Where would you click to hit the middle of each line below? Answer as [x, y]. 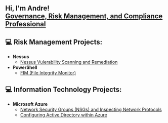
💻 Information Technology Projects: [64, 89]
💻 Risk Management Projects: [54, 42]
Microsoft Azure [30, 104]
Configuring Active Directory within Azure [64, 115]
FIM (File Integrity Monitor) [48, 73]
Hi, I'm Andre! [27, 8]
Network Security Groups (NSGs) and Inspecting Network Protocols [91, 110]
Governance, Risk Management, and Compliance [84, 16]
